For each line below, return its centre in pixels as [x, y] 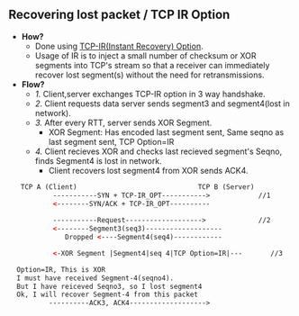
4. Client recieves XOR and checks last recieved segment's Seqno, [159, 151]
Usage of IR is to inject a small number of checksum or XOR [146, 55]
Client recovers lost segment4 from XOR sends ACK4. [148, 170]
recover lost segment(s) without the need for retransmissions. [149, 75]
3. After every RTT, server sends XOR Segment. [123, 122]
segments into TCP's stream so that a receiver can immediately [152, 65]
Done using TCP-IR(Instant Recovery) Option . [119, 46]
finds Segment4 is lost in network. [99, 160]
